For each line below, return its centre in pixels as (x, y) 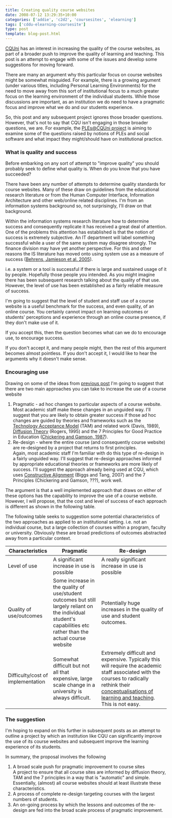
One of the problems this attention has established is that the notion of (80, 232)
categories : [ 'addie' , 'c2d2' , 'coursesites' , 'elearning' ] (71, 19)
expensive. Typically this (131, 659)
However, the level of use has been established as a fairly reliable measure (84, 286)
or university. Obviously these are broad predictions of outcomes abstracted (86, 532)
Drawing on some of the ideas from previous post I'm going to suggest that (84, 383)
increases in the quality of (132, 609)
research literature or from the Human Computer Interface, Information (80, 195)
